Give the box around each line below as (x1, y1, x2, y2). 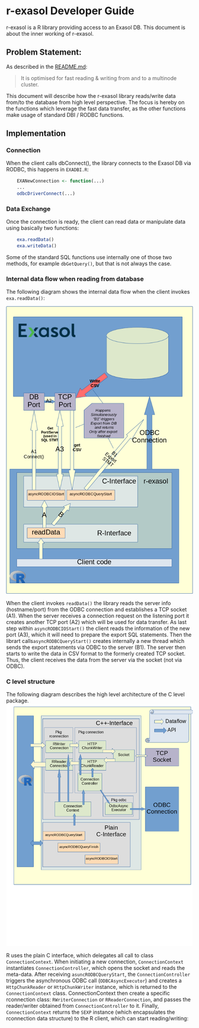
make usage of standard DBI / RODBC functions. (6, 111, 124, 118)
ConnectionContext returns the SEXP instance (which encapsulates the (6, 1008, 175, 1016)
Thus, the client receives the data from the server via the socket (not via (6, 657, 182, 664)
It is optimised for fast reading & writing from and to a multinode (20, 74, 177, 81)
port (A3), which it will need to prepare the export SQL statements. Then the (6, 631, 192, 638)
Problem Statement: (6, 47, 82, 58)
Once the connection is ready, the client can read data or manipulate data (6, 218, 185, 225)
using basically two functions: (6, 224, 79, 232)
